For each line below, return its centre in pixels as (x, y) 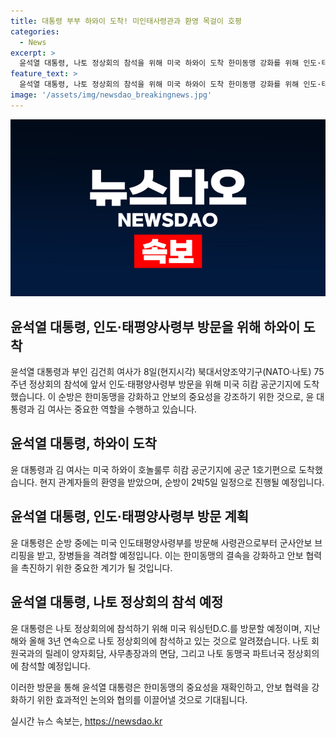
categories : (35, 31)
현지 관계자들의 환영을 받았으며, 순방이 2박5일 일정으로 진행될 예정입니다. (182, 482)
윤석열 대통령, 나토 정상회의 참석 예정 (117, 602)
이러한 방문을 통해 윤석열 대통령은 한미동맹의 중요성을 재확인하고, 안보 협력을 (160, 687)
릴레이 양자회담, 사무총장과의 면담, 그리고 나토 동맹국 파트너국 (164, 653)
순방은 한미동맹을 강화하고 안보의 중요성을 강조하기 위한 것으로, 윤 (186, 397)
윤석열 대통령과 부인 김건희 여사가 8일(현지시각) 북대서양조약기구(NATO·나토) (161, 372)
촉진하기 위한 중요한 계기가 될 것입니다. (96, 567)
